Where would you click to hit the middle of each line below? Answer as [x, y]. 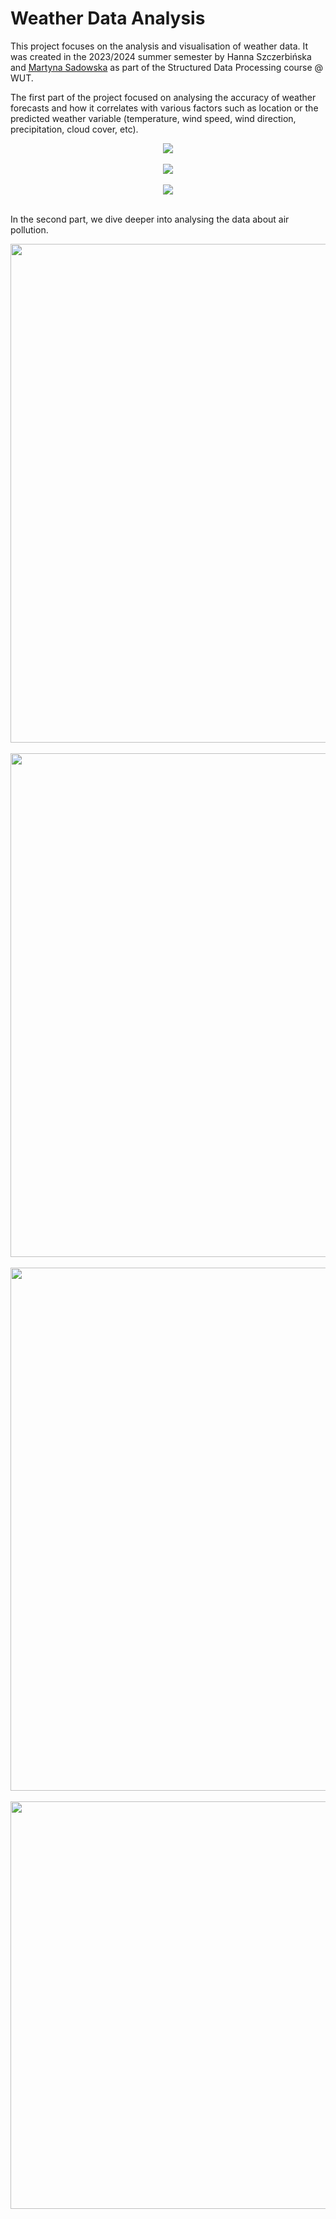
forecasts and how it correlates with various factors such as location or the [164, 108]
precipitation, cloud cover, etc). [74, 129]
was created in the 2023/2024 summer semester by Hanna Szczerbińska [161, 56]
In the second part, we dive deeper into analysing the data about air [150, 219]
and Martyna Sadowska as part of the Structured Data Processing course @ [167, 67]
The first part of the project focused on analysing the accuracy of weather [163, 97]
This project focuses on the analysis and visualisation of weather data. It [159, 46]
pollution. [29, 229]
